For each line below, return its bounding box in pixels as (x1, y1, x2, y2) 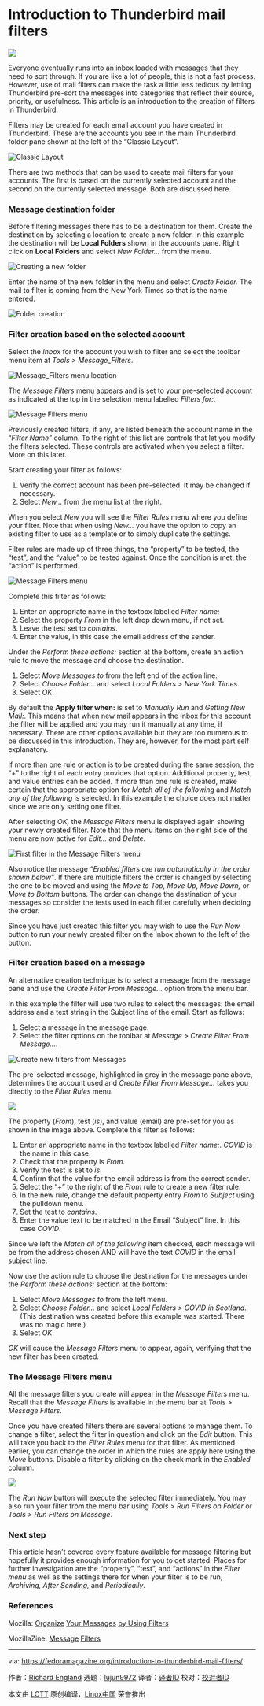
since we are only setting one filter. (8, 801, 122, 811)
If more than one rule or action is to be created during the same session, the (8, 760, 255, 769)
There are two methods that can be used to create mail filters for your (8, 167, 234, 176)
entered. (8, 294, 35, 304)
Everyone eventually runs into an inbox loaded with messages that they (8, 63, 239, 72)
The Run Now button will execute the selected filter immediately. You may (8, 1493, 247, 1503)
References (8, 1601, 53, 1612)
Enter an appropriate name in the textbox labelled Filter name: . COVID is (19, 1140, 253, 1149)
